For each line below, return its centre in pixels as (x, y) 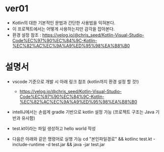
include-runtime (28, 144)
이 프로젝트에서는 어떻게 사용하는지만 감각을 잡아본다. (63, 29)
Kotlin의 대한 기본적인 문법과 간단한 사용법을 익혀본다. (64, 23)
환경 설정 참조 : (27, 35)
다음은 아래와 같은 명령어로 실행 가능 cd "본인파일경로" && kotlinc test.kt (82, 139)
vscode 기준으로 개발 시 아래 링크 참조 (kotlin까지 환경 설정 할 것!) (75, 81)
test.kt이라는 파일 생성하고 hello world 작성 (54, 128)
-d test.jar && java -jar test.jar (76, 144)
